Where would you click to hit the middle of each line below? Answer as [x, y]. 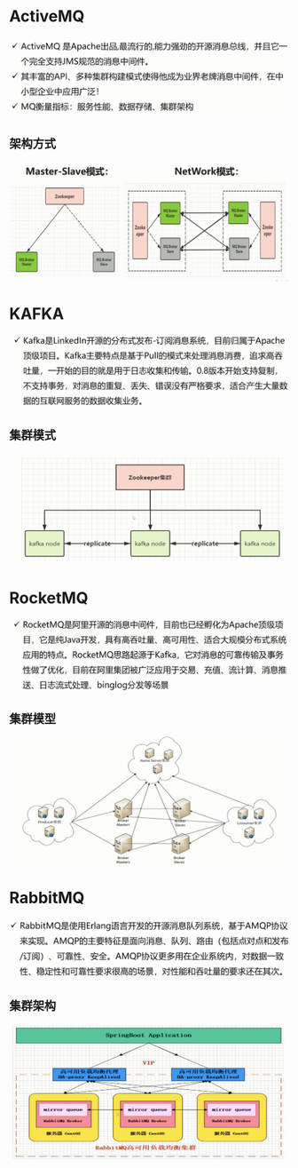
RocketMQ [49, 598]
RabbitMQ [47, 898]
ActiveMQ [47, 16]
